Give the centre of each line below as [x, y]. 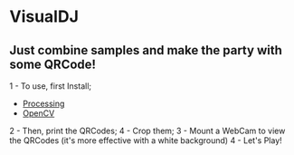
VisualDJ [44, 17]
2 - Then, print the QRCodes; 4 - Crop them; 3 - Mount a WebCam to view [147, 131]
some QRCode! [53, 64]
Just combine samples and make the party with [146, 50]
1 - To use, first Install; [51, 86]
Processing [43, 103]
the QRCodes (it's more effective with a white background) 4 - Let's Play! [146, 140]
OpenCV [38, 113]
